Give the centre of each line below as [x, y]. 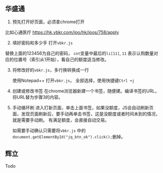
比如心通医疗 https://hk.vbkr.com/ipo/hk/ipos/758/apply [62, 32]
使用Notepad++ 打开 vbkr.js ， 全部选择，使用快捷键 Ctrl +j [73, 80]
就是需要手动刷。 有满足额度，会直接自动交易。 [61, 120]
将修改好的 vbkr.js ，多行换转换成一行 [51, 70]
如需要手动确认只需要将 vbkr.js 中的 [49, 130]
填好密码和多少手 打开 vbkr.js [42, 43]
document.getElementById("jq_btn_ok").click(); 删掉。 [69, 136]
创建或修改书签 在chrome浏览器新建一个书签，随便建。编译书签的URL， [86, 91]
